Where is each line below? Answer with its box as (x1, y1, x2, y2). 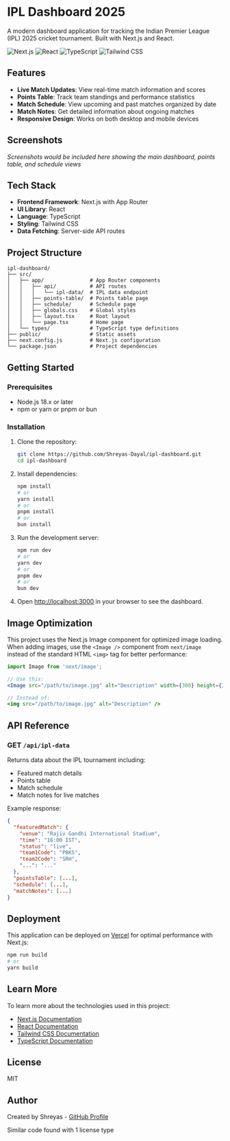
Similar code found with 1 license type (7, 1126, 114, 1134)
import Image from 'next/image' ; (7, 663, 103, 670)
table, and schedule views (7, 160, 81, 168)
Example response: (7, 805, 62, 813)
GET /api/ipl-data (7, 740, 70, 750)
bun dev (16, 585, 39, 592)
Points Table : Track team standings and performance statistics (16, 93, 195, 101)
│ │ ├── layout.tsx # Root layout (7, 313, 130, 320)
